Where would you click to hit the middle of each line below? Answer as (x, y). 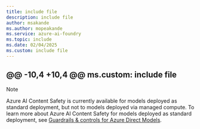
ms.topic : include (29, 39)
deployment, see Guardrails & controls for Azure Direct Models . (84, 119)
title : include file (32, 12)
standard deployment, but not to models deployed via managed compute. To (100, 107)
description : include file (40, 17)
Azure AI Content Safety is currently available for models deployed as (92, 101)
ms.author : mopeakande (34, 28)
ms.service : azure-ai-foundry (44, 34)
